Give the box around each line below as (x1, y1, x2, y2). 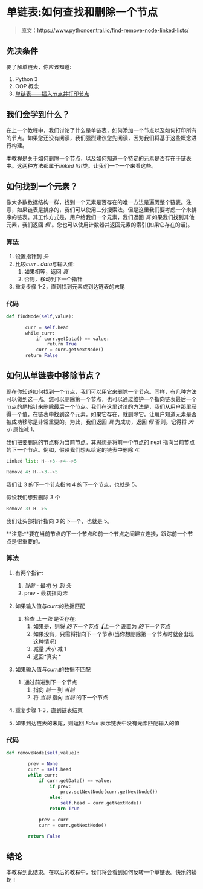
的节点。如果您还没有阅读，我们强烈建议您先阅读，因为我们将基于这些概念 (6, 134, 192, 141)
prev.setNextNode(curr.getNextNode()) (60, 789, 158, 795)
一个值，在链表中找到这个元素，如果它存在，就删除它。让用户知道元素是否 (11, 410, 197, 417)
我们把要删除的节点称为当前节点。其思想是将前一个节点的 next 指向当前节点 (6, 438, 195, 446)
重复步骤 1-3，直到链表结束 (14, 706, 83, 713)
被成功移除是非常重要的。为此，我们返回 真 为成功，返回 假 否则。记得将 (6, 418, 187, 425)
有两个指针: (14, 569, 43, 576)
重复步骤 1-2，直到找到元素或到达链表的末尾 (14, 283, 125, 290)
